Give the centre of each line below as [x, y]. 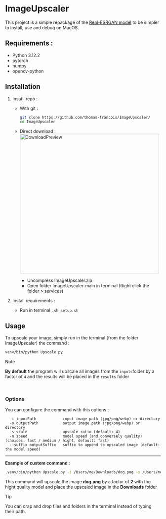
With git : [29, 108]
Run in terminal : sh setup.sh [49, 310]
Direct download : [38, 131]
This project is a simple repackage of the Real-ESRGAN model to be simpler [82, 22]
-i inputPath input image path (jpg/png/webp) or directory [85, 419]
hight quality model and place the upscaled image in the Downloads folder [81, 487]
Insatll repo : [25, 98]
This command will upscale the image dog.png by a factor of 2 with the [78, 482]
